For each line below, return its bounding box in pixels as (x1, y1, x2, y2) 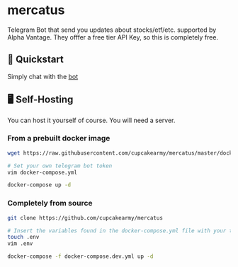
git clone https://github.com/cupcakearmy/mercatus (7, 214, 163, 221)
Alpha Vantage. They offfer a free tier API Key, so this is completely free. (7, 32, 218, 41)
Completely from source (7, 198, 93, 208)
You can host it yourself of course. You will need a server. (7, 116, 176, 124)
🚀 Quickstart (7, 54, 64, 66)
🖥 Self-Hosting (7, 94, 74, 106)
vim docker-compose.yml (7, 169, 78, 176)
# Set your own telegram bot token (7, 162, 113, 170)
